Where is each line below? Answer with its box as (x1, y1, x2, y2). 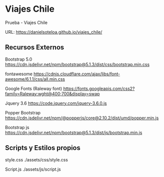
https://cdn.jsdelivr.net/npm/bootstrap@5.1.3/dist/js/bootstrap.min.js (5, 130, 143, 135)
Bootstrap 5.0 (5, 56, 33, 62)
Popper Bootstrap (5, 110, 41, 115)
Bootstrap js (5, 124, 29, 130)
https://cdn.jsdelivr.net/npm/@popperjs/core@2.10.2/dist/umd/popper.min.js (5, 115, 159, 121)
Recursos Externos (5, 43, 64, 52)
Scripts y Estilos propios (5, 144, 81, 152)
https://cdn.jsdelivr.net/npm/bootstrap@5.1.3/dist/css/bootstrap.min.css (5, 61, 150, 67)
